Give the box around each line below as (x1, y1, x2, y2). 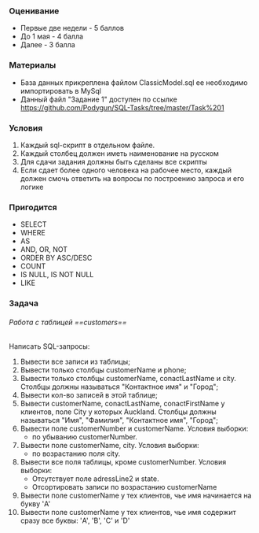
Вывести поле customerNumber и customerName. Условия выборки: (20, 424, 249, 434)
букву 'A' (20, 499, 51, 509)
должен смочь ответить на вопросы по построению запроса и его (20, 173, 245, 183)
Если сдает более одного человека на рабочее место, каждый (20, 165, 232, 175)
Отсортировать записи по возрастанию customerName (31, 483, 217, 492)
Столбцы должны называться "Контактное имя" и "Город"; (20, 382, 219, 391)
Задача (9, 298, 38, 309)
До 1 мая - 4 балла (20, 31, 84, 41)
